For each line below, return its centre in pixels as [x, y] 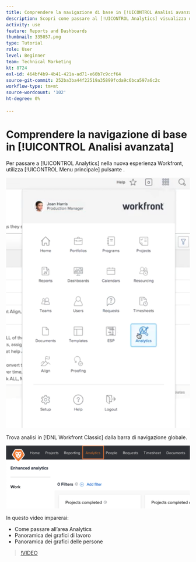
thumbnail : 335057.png [34, 37]
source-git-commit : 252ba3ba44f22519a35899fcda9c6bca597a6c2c [83, 80]
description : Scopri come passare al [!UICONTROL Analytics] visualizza [96, 18]
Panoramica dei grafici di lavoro [53, 535]
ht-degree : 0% [23, 99]
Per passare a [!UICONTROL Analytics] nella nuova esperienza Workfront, [95, 163]
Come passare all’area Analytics [53, 529]
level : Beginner [26, 56]
